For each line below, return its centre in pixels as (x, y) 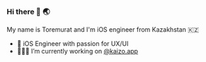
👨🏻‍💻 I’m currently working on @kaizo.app (78, 51)
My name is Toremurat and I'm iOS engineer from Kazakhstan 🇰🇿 (103, 30)
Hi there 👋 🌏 (28, 11)
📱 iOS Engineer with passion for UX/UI (73, 44)
